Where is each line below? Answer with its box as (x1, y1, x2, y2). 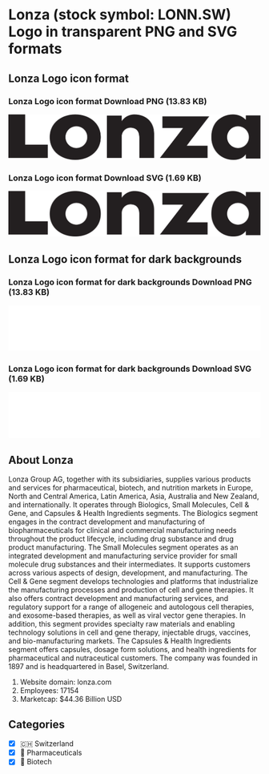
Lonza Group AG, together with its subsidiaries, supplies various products (8, 474, 251, 484)
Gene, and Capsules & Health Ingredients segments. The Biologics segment (8, 509, 259, 518)
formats (8, 40, 62, 58)
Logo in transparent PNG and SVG (8, 22, 238, 41)
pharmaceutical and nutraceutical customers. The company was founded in (8, 653, 259, 663)
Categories (8, 717, 66, 731)
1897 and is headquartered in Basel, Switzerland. (8, 662, 170, 671)
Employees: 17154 (19, 686, 79, 695)
